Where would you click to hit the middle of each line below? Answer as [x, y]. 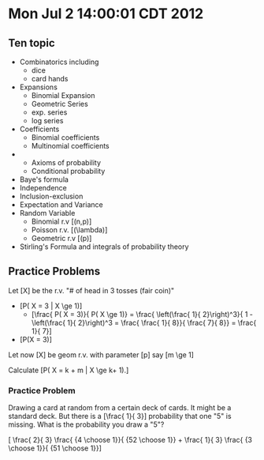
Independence [43, 188]
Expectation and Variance [61, 205]
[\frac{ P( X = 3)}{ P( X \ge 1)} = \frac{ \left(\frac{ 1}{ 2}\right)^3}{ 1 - [142, 314]
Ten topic [32, 43]
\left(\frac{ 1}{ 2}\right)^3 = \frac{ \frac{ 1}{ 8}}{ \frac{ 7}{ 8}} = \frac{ [144, 322]
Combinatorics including [59, 62]
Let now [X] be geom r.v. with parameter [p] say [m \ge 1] [101, 354]
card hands [50, 79]
